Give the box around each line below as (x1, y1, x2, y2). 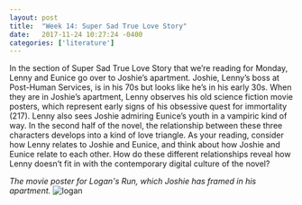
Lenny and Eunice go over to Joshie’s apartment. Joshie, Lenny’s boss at (9, 73, 279, 84)
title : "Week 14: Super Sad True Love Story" (9, 22, 188, 31)
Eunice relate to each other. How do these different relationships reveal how (9, 149, 291, 160)
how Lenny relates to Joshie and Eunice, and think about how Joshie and (9, 139, 281, 150)
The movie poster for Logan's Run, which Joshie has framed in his (9, 176, 257, 187)
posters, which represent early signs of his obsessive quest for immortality (9, 101, 288, 112)
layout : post (9, 13, 59, 22)
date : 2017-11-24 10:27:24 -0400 (9, 30, 143, 39)
